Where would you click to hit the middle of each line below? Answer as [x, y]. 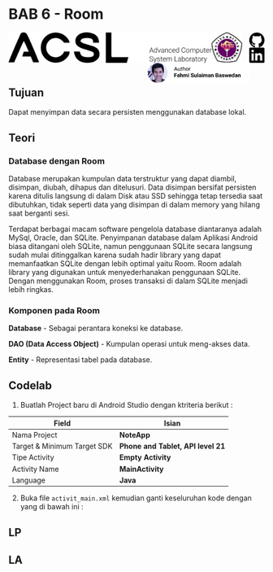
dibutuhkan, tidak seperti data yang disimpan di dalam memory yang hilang [134, 205]
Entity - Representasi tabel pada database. [80, 360]
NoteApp [134, 434]
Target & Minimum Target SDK [62, 446]
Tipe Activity [33, 457]
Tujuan [26, 92]
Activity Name [35, 469]
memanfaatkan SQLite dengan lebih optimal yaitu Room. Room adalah [125, 264]
